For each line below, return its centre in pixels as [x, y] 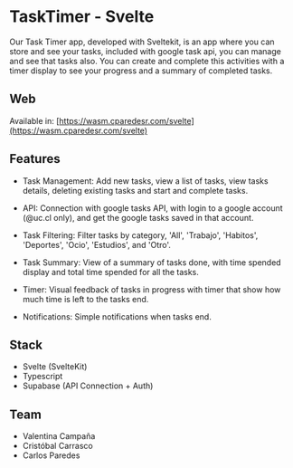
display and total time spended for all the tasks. [110, 272]
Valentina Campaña [59, 436]
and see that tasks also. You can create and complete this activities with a [147, 61]
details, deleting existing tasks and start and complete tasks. [135, 190]
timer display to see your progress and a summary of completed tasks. [141, 71]
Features [35, 159]
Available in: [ [34, 120]
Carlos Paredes [51, 455]
